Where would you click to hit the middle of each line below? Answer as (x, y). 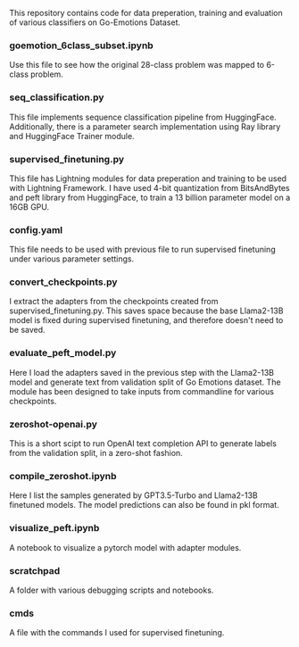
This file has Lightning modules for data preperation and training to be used (148, 178)
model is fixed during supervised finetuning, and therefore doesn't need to (146, 320)
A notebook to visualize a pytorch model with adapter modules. (125, 547)
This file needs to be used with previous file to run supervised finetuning (142, 250)
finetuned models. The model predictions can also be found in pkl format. (144, 505)
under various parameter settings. (72, 259)
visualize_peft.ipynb (54, 528)
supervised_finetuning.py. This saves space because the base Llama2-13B (146, 311)
